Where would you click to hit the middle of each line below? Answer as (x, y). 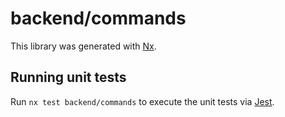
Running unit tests (68, 77)
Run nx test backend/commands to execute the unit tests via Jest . (142, 101)
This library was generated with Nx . (83, 46)
